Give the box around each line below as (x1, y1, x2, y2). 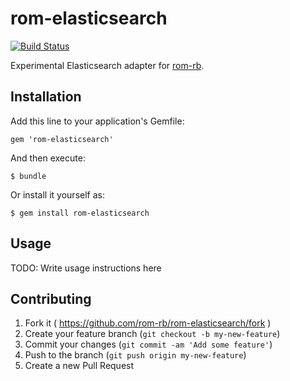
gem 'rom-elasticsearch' (10, 134, 114, 144)
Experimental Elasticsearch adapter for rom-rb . (10, 59, 205, 71)
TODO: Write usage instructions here (10, 262, 162, 274)
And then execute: (10, 152, 86, 164)
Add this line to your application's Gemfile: (10, 115, 185, 127)
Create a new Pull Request (24, 360, 135, 372)
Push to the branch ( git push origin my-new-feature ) (24, 349, 247, 361)
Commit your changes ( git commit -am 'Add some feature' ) (24, 338, 273, 351)
